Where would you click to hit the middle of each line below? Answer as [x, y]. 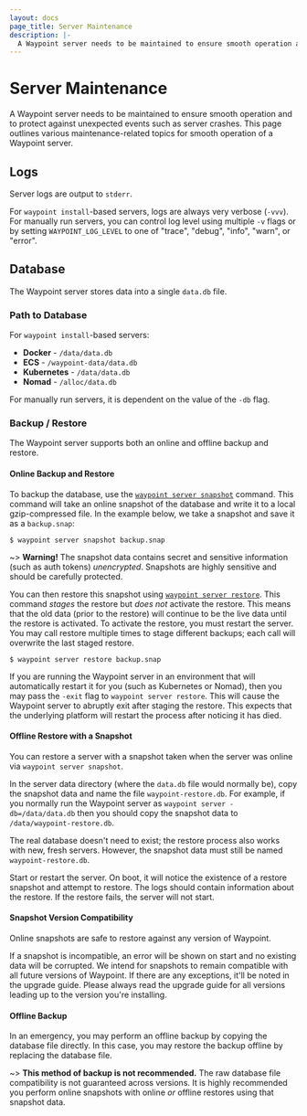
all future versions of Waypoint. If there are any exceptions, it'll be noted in [149, 975]
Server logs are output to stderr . [71, 194]
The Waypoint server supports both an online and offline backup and [139, 443]
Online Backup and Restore [62, 473]
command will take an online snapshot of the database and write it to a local [153, 504]
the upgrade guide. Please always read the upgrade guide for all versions [148, 985]
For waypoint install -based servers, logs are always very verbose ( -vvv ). [149, 212]
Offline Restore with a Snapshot [71, 736]
